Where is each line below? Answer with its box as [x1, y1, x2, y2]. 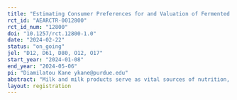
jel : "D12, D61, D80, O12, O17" [7, 50, 103, 57]
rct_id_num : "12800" [7, 23, 69, 30]
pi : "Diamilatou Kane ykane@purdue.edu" [7, 69, 129, 76]
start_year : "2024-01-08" [7, 56, 84, 63]
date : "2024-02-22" [7, 37, 65, 44]
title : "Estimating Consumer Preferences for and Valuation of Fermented [7, 10, 231, 18]
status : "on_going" [7, 43, 65, 50]
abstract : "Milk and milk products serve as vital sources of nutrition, [7, 75, 231, 83]
